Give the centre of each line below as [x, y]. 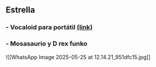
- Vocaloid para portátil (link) [49, 27]
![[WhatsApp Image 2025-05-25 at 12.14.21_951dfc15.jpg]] [78, 57]
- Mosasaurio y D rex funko [47, 44]
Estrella [20, 10]
